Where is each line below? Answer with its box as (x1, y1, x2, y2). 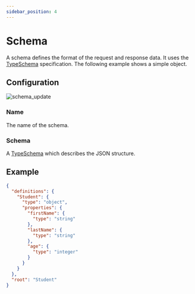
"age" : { (27, 244, 49, 249)
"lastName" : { (27, 227, 62, 233)
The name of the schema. (6, 121, 70, 128)
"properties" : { (21, 205, 62, 211)
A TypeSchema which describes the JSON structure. (6, 150, 136, 157)
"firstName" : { (27, 210, 65, 217)
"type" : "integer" (32, 249, 78, 255)
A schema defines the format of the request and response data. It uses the (6, 54, 189, 61)
